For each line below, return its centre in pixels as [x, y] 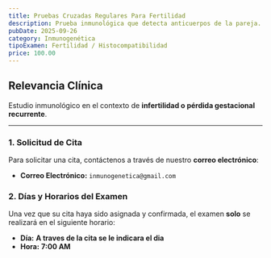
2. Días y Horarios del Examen [68, 197]
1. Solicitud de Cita [45, 142]
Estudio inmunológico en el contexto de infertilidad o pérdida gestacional [132, 105]
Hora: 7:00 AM [45, 247]
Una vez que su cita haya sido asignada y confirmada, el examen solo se [129, 214]
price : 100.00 [32, 53]
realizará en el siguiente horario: [62, 223]
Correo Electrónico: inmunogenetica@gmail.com [98, 176]
